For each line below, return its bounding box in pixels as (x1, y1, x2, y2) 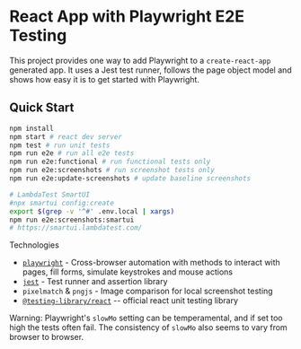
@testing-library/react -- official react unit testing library (22, 295, 239, 306)
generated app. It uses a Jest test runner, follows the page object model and (9, 65, 292, 75)
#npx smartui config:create (9, 198, 115, 207)
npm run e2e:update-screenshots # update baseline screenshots (9, 174, 252, 183)
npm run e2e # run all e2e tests (9, 149, 135, 158)
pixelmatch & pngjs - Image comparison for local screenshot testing (22, 285, 273, 297)
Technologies (9, 240, 60, 250)
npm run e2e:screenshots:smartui (9, 215, 135, 224)
